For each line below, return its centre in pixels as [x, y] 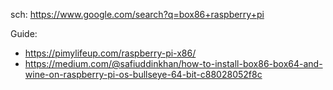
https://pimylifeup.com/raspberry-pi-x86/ [110, 53]
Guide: [24, 33]
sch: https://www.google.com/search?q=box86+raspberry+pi [137, 14]
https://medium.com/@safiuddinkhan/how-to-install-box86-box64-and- [173, 63]
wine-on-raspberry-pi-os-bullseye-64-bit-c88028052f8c [143, 74]
